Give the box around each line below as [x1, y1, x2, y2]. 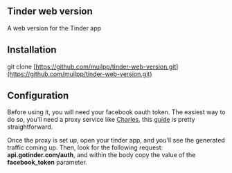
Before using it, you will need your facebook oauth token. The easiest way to [7, 108, 226, 116]
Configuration [7, 90, 69, 102]
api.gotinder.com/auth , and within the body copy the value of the [7, 151, 196, 159]
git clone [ [7, 62, 36, 71]
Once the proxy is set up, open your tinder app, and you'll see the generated [7, 136, 225, 145]
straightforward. [7, 122, 53, 131]
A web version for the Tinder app [7, 24, 102, 32]
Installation [7, 44, 57, 56]
